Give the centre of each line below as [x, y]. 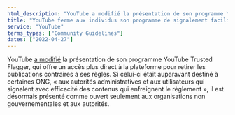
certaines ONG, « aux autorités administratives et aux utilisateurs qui [106, 82]
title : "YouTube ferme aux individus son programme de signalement [108, 20]
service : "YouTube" [36, 26]
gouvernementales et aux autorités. [58, 104]
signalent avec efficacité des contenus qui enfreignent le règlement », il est [115, 89]
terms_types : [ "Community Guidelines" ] [65, 33]
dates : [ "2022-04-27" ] [40, 40]
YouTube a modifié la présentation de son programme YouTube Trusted [110, 59]
